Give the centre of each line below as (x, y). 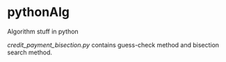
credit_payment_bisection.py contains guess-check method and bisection (113, 45)
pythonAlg (39, 12)
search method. (30, 52)
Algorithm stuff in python (43, 31)
